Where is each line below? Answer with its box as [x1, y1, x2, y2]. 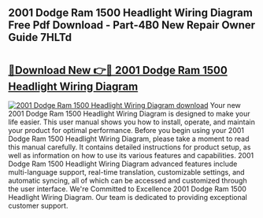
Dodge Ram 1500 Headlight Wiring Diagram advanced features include [8, 159, 238, 168]
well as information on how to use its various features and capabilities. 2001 [8, 151, 254, 160]
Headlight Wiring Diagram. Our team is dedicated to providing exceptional [8, 193, 248, 201]
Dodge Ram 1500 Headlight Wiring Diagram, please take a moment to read [8, 134, 250, 143]
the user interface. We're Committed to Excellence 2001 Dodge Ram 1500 [8, 184, 246, 194]
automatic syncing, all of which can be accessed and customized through [8, 176, 247, 185]
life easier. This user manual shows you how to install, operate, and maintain [8, 117, 256, 127]
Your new [209, 101, 242, 109]
